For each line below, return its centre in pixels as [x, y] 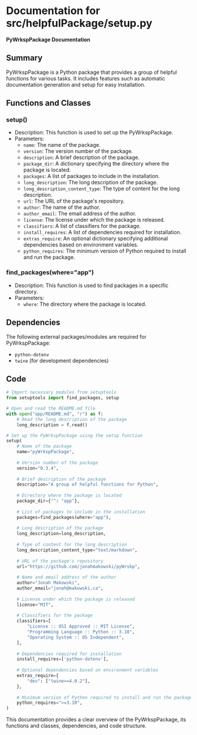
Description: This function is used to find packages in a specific [91, 285]
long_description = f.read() [52, 425]
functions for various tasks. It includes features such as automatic [86, 78]
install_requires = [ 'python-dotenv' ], [63, 659]
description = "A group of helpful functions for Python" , [88, 485]
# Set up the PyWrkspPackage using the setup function [74, 436]
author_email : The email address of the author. [80, 214]
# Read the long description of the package [72, 419]
